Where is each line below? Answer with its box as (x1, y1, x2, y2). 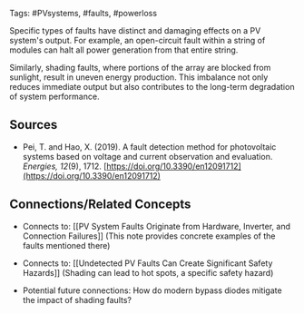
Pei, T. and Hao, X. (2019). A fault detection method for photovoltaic (22, 141, 277, 152)
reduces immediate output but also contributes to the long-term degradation (9, 82, 295, 92)
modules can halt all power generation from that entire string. (9, 44, 239, 55)
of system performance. (9, 91, 100, 102)
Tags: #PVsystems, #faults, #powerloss (9, 8, 157, 18)
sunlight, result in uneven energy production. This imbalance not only (9, 72, 269, 83)
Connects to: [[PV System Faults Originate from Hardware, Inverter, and (22, 221, 291, 231)
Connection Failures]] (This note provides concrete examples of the (22, 231, 276, 241)
